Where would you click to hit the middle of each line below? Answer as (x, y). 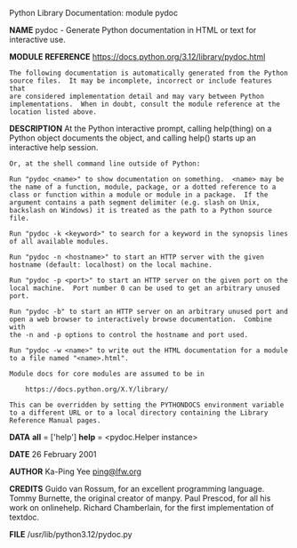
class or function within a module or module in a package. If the (139, 195)
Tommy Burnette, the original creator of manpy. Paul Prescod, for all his (140, 498)
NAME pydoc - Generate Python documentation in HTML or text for (133, 30)
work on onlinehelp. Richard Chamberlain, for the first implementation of (141, 508)
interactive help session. (54, 147)
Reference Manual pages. (55, 421)
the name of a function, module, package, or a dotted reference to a (143, 187)
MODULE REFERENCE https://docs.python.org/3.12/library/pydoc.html (137, 56)
